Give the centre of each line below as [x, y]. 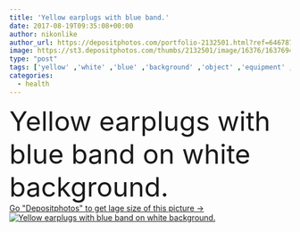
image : [21, 51]
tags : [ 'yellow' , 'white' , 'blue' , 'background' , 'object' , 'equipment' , [151, 68]
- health [33, 84]
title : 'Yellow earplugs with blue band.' [89, 17]
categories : [31, 76]
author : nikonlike [43, 34]
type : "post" [33, 59]
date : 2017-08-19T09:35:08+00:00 [71, 26]
